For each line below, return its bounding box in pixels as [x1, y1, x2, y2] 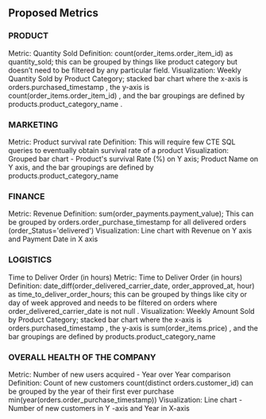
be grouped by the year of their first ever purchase [8, 386, 175, 396]
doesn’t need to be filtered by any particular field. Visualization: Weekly [8, 65, 242, 75]
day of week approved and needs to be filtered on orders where [8, 298, 218, 307]
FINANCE [8, 190, 45, 202]
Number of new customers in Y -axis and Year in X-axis [8, 403, 191, 413]
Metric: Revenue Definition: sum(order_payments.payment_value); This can [8, 209, 254, 218]
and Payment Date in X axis [8, 234, 98, 244]
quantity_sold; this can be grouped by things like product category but [8, 57, 238, 66]
